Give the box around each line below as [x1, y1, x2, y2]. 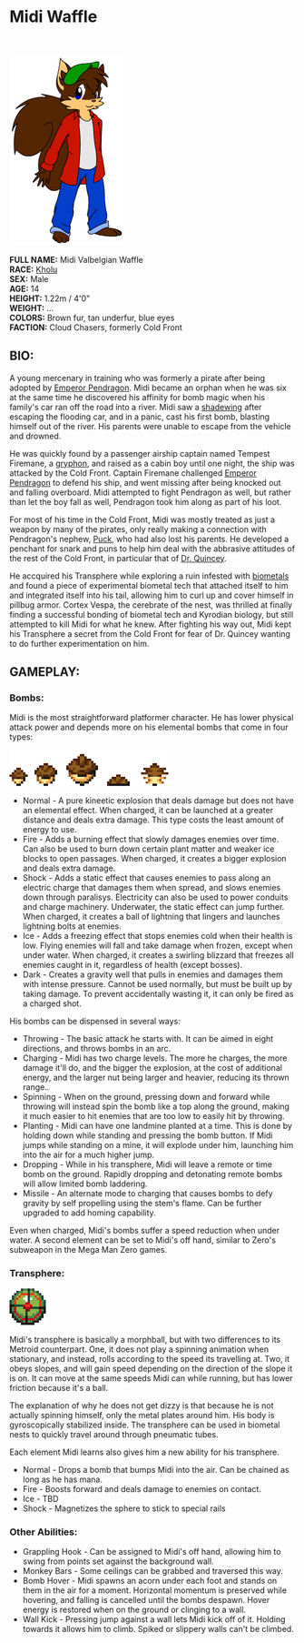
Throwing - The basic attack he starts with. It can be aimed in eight [22, 1033, 274, 1044]
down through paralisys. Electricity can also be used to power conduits [22, 892, 289, 902]
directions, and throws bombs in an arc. [22, 1043, 172, 1054]
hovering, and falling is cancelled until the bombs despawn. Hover [22, 1595, 270, 1606]
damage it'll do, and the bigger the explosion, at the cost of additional [22, 1063, 283, 1073]
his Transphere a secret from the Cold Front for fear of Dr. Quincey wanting [9, 628, 290, 639]
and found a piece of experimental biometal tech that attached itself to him [9, 580, 289, 590]
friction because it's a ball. [9, 1382, 109, 1393]
